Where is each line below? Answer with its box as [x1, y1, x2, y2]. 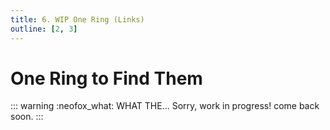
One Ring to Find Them [10, 67, 203, 90]
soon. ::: [10, 111, 44, 123]
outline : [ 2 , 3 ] [10, 24, 78, 34]
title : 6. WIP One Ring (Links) [10, 14, 145, 25]
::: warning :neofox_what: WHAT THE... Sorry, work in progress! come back [10, 100, 320, 112]
